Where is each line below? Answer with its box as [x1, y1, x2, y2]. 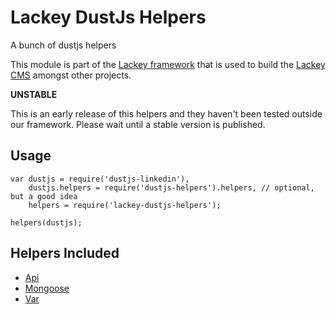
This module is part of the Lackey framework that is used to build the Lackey [10, 58, 326, 70]
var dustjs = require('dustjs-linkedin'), [10, 174, 190, 184]
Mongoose [24, 282, 70, 294]
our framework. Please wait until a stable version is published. [10, 118, 266, 130]
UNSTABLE [10, 88, 58, 100]
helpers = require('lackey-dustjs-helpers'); [28, 200, 222, 210]
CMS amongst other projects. [10, 69, 132, 81]
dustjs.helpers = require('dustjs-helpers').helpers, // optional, [28, 182, 315, 193]
